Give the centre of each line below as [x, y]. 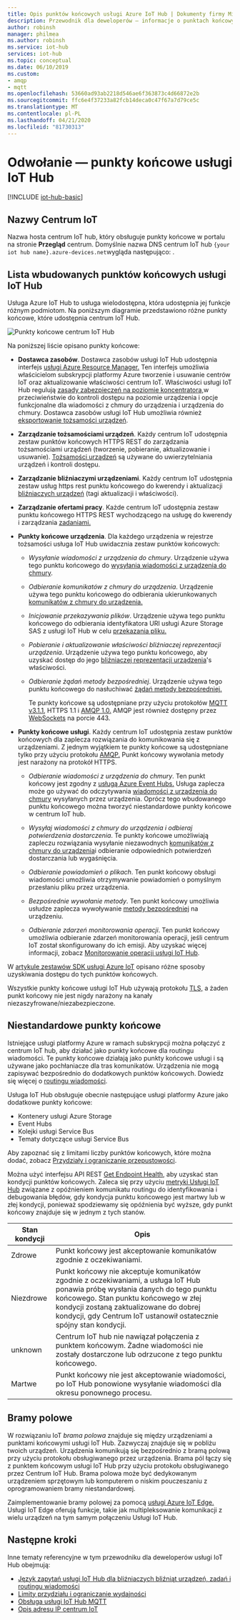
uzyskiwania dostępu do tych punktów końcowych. [83, 974]
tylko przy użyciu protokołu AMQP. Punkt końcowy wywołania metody [121, 755]
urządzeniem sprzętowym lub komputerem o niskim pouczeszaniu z [107, 1481]
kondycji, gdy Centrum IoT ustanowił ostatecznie [137, 1316]
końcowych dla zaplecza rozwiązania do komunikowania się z [109, 739]
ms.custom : [24, 74]
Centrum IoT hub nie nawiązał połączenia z [127, 1336]
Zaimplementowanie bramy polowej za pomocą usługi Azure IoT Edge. [111, 1502]
